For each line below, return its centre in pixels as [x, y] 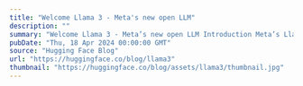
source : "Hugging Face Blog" [64, 51]
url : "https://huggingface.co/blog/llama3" [92, 59]
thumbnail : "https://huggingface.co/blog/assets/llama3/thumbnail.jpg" [147, 68]
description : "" [40, 26]
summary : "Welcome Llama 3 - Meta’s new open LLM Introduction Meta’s [145, 34]
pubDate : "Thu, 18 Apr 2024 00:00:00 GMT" [90, 43]
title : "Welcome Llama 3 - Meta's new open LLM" [102, 17]
